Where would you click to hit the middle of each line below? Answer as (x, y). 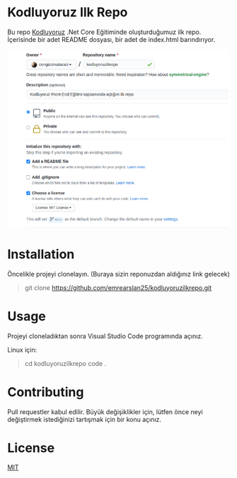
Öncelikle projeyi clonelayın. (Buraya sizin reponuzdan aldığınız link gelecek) (118, 274)
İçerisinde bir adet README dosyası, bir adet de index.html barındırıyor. (111, 39)
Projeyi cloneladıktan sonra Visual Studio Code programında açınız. (105, 336)
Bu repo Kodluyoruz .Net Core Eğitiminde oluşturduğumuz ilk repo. (104, 32)
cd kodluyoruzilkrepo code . (65, 363)
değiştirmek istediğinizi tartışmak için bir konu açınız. (84, 419)
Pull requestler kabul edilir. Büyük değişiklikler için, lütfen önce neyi (105, 411)
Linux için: (22, 350)
